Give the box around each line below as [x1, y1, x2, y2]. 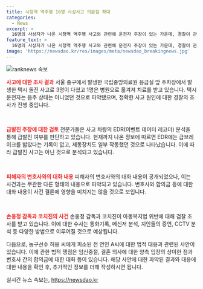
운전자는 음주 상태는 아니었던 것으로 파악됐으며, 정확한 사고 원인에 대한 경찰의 [6, 93, 188, 100]
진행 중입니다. [17, 101, 50, 108]
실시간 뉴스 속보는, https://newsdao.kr [6, 276, 98, 283]
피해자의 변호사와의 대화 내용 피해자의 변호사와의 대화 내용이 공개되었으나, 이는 [6, 173, 192, 180]
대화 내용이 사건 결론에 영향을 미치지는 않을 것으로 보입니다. [6, 188, 147, 195]
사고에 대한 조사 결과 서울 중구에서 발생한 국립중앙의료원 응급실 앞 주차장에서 [6, 78, 186, 85]
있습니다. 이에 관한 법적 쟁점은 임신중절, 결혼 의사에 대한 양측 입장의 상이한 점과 [6, 248, 193, 255]
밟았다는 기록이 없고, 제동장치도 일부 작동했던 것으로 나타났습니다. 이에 [22, 140, 188, 148]
